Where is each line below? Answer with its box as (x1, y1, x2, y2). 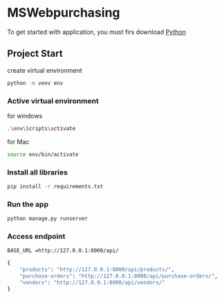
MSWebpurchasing (7, 5, 120, 21)
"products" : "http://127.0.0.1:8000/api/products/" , (19, 266, 175, 273)
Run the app (7, 199, 48, 209)
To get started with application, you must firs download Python (7, 28, 187, 36)
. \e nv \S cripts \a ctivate (7, 125, 76, 132)
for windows (7, 111, 43, 120)
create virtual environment (7, 66, 83, 74)
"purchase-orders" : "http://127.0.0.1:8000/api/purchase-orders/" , (19, 272, 218, 280)
